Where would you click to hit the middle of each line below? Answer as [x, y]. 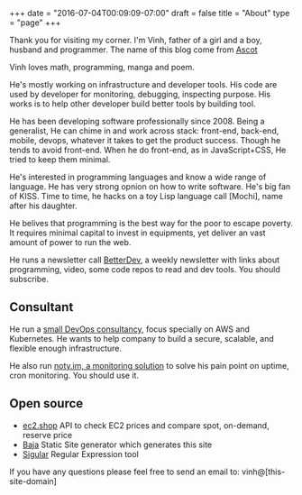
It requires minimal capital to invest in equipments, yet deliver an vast [137, 233]
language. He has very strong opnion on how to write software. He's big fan [150, 187]
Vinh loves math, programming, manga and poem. [102, 67]
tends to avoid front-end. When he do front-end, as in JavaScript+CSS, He [148, 150]
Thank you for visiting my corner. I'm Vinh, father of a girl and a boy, [136, 40]
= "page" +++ [35, 23]
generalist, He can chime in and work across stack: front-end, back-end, [144, 131]
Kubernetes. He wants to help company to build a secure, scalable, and [142, 338]
